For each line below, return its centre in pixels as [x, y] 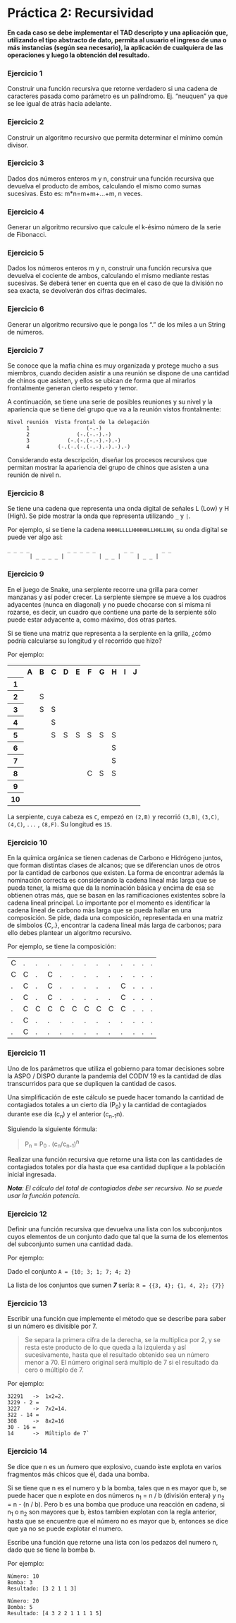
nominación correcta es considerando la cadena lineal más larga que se [112, 881]
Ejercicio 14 [27, 1452]
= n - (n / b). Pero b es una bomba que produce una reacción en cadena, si [116, 1504]
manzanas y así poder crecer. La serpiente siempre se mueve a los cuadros [117, 597]
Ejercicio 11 [26, 1053]
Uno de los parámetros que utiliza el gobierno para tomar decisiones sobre [116, 1068]
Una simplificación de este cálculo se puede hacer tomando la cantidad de [116, 1097]
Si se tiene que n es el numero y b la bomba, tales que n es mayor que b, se [117, 1488]
